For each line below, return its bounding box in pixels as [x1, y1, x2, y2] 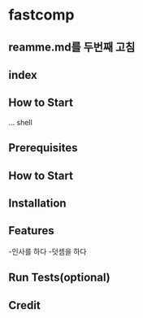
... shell [8, 117, 32, 127]
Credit [8, 298, 41, 312]
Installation [8, 196, 67, 210]
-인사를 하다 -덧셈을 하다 [8, 246, 87, 256]
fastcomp [8, 6, 75, 24]
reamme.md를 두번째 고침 [8, 40, 136, 54]
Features [8, 224, 54, 237]
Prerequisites [8, 141, 78, 155]
